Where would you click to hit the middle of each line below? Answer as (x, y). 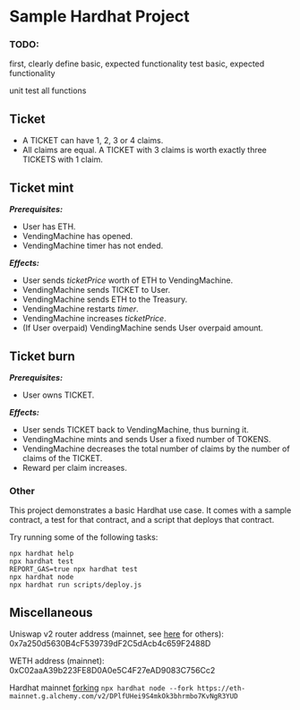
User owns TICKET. (58, 395)
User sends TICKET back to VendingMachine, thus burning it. (135, 429)
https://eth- (221, 689)
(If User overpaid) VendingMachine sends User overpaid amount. (143, 328)
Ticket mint (42, 188)
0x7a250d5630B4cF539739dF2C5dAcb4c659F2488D (110, 644)
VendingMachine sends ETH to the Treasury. (105, 299)
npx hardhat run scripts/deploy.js (76, 585)
